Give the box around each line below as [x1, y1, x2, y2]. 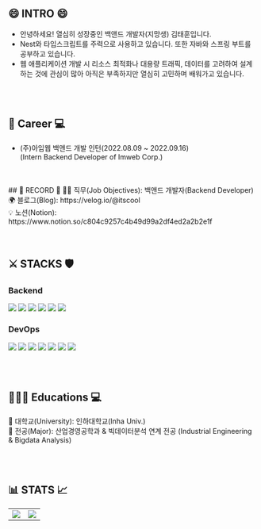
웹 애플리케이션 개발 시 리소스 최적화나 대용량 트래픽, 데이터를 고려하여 [19, 59, 238, 68]
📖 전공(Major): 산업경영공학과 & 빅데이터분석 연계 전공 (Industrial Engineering [8, 427, 252, 436]
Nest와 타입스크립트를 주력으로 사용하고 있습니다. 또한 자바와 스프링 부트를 [19, 39, 251, 48]
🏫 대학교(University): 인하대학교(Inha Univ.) [8, 416, 146, 426]
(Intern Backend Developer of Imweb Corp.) [19, 151, 163, 162]
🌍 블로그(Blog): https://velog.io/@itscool [8, 195, 140, 205]
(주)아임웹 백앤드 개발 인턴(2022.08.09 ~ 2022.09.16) [19, 143, 189, 152]
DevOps [8, 324, 40, 335]
